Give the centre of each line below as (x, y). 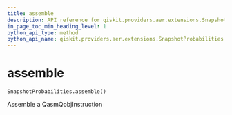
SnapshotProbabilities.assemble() (57, 92)
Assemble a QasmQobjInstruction (55, 105)
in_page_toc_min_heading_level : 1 (57, 26)
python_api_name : (32, 39)
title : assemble (30, 13)
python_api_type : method (43, 33)
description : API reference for (54, 20)
